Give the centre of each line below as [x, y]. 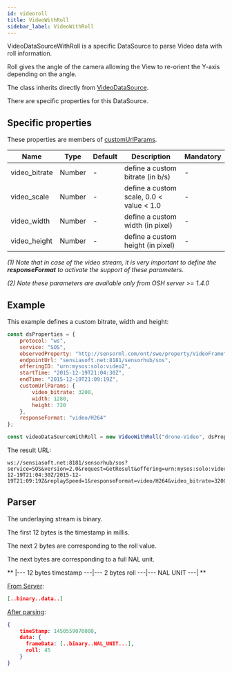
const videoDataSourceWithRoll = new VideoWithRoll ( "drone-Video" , [106, 437]
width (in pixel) [148, 226]
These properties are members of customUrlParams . [82, 140]
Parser [22, 502]
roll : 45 [38, 650]
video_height [32, 241]
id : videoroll [28, 14]
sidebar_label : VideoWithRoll [51, 26]
